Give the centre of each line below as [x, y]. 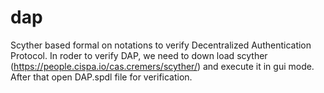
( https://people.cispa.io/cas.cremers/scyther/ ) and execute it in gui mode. [162, 66]
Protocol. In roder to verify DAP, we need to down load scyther [139, 55]
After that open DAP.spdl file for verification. [101, 77]
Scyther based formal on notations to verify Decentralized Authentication [161, 45]
